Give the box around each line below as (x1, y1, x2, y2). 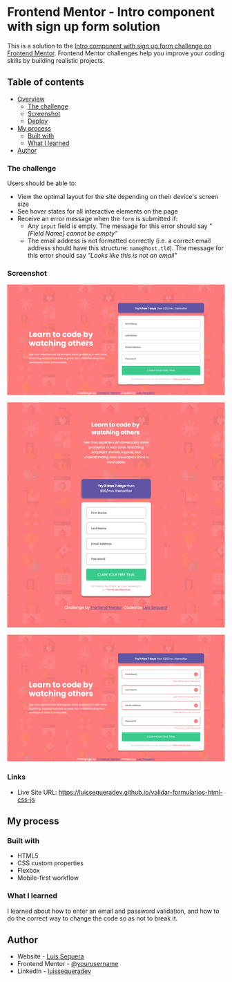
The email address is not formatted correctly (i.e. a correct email (27, 236, 211, 245)
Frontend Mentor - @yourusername (17, 960, 119, 968)
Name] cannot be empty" (45, 229, 118, 238)
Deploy (27, 117, 48, 125)
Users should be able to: (7, 179, 77, 187)
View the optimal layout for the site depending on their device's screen (17, 193, 219, 201)
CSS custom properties (17, 859, 84, 867)
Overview (17, 95, 45, 103)
